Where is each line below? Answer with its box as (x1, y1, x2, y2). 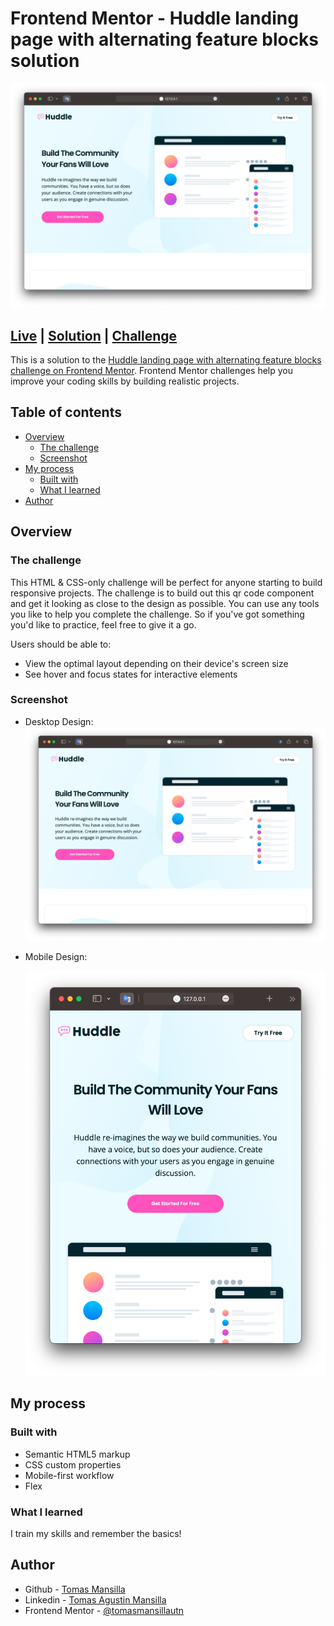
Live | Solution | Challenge (10, 327, 178, 344)
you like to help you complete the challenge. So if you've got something (10, 608, 305, 620)
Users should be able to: (10, 638, 112, 650)
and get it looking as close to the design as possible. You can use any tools (10, 597, 320, 609)
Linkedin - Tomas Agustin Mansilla (24, 1593, 167, 1606)
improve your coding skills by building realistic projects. (10, 375, 240, 387)
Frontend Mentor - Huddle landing (10, 7, 299, 30)
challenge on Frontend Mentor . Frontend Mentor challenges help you (10, 365, 293, 377)
